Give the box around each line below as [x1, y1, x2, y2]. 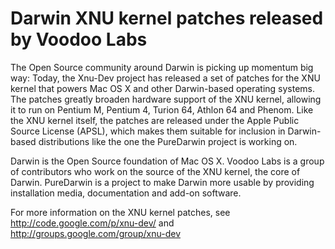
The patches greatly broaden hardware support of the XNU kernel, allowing [10, 93, 322, 105]
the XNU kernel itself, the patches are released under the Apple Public [10, 114, 300, 126]
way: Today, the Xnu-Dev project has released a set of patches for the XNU [10, 72, 321, 84]
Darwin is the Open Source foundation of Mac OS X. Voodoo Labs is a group [10, 155, 325, 167]
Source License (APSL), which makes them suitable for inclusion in [10, 125, 286, 137]
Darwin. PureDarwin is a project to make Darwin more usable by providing [10, 176, 315, 188]
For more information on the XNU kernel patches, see [10, 206, 231, 218]
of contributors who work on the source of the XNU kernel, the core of [10, 165, 301, 177]
